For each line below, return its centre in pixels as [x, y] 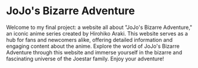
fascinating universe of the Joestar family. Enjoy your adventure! [85, 59]
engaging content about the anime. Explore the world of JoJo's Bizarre [93, 46]
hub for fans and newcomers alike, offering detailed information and [89, 40]
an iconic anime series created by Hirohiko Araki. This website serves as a [97, 33]
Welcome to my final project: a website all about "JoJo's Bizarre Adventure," [99, 27]
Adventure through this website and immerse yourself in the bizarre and [94, 52]
